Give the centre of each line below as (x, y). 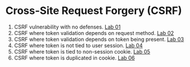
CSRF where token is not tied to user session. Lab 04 (78, 45)
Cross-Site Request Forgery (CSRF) (94, 11)
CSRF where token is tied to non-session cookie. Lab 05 (82, 51)
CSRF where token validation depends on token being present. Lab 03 (99, 39)
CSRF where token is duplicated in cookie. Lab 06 (74, 58)
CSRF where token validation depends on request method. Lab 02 (94, 33)
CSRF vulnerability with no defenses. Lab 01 (67, 27)
